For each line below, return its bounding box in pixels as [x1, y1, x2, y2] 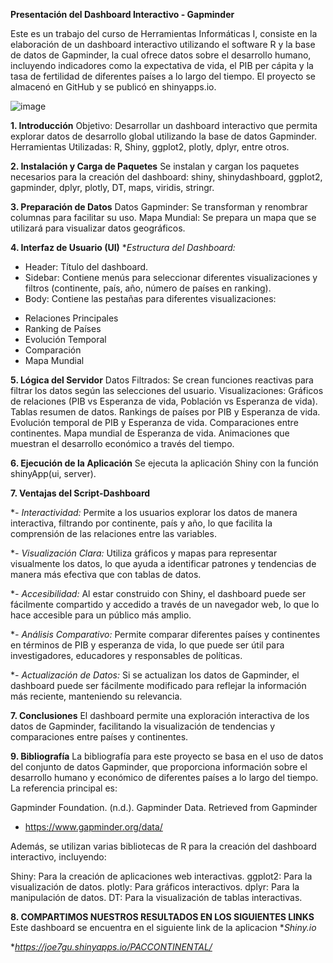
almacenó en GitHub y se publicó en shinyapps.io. [10, 81, 217, 93]
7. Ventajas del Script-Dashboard [10, 487, 151, 499]
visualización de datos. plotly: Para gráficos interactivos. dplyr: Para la [10, 881, 300, 893]
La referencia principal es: [10, 782, 118, 794]
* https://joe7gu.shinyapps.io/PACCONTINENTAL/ [10, 941, 213, 953]
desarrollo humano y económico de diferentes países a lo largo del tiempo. [10, 772, 319, 783]
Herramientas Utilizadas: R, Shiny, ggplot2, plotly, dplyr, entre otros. [10, 141, 290, 153]
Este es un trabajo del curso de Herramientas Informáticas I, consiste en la [10, 28, 318, 39]
